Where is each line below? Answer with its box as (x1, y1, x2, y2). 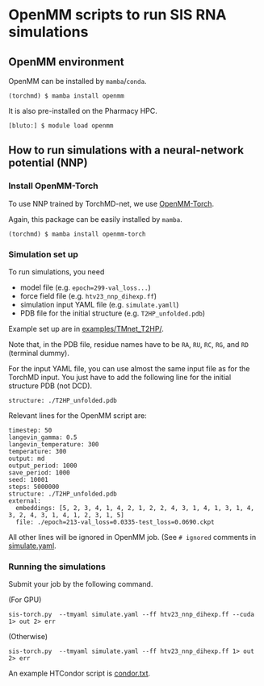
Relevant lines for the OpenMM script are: (8, 410, 147, 420)
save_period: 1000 (8, 468, 70, 477)
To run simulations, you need (8, 266, 105, 276)
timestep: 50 (8, 426, 52, 434)
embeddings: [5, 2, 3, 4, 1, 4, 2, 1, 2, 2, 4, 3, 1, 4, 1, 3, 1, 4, (15, 504, 254, 512)
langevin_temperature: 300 (8, 440, 99, 449)
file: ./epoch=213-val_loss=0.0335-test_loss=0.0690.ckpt (15, 518, 216, 526)
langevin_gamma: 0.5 (8, 433, 78, 441)
